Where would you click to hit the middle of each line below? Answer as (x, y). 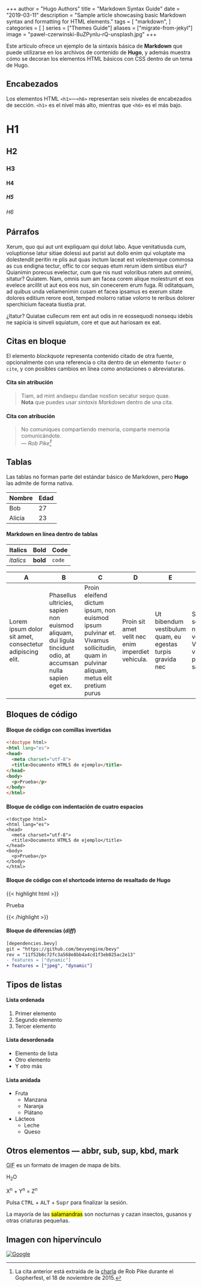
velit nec (134, 636)
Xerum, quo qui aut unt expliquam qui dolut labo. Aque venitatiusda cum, (96, 246)
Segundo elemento (38, 1019)
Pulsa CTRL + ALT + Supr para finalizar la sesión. (67, 1203)
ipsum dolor (26, 629)
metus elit (98, 678)
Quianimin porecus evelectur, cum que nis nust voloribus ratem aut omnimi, (100, 272)
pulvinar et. (100, 633)
